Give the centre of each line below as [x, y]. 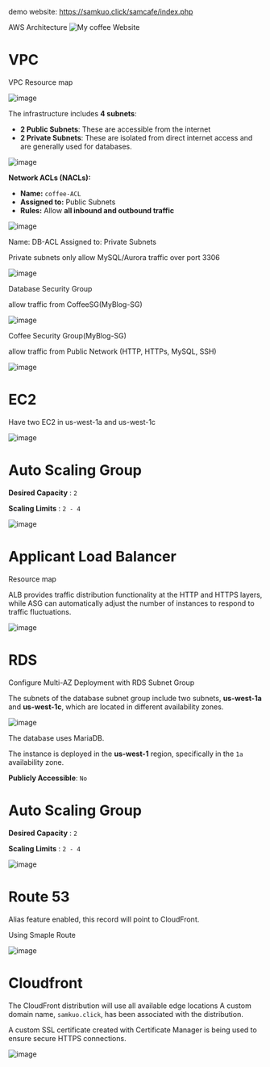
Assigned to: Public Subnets [68, 202]
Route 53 [39, 897]
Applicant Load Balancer [93, 557]
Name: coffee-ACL [50, 193]
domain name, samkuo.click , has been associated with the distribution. [126, 1014]
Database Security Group [50, 288]
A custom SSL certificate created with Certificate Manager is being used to [133, 1030]
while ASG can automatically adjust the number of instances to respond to [132, 603]
